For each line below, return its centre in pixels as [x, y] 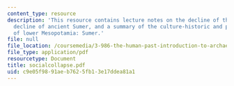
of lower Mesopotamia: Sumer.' [59, 33]
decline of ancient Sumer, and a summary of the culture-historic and [118, 26]
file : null [23, 40]
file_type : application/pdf [48, 53]
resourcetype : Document [42, 59]
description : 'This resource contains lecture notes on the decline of [113, 20]
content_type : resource [42, 14]
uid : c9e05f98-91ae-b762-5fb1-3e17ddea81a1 [71, 71]
